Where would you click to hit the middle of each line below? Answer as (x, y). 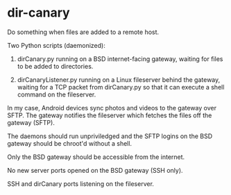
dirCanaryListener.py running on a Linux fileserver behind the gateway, (119, 79)
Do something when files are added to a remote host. (83, 32)
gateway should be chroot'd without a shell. (70, 143)
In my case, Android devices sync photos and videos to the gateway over (112, 108)
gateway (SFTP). (31, 122)
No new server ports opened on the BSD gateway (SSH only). (95, 170)
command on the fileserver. (57, 94)
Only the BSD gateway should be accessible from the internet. (96, 157)
